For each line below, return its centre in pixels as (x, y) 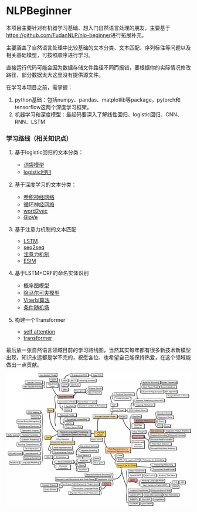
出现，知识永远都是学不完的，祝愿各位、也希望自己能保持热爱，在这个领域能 (98, 358)
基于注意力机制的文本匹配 (45, 230)
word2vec (35, 211)
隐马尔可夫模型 (41, 293)
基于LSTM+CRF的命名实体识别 (52, 273)
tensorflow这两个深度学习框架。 (53, 107)
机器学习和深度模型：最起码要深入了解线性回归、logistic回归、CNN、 (98, 114)
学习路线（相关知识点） (39, 138)
